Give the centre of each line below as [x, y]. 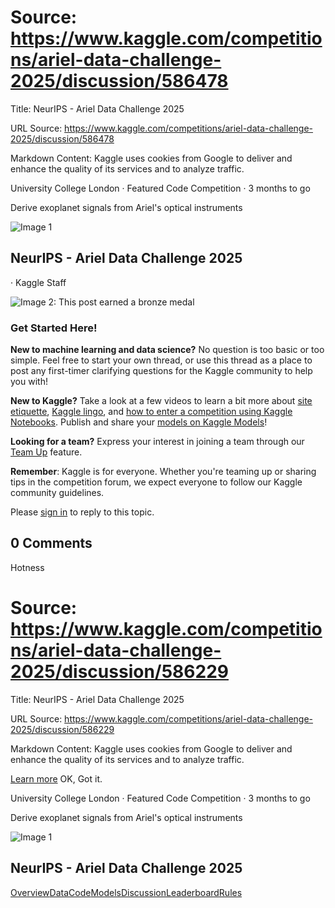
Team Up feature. [46, 452]
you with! [29, 382]
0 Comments [51, 543]
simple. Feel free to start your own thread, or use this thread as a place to [161, 360]
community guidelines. [57, 493]
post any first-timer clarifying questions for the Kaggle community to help [161, 371]
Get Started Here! [54, 328]
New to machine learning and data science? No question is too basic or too [167, 350]
